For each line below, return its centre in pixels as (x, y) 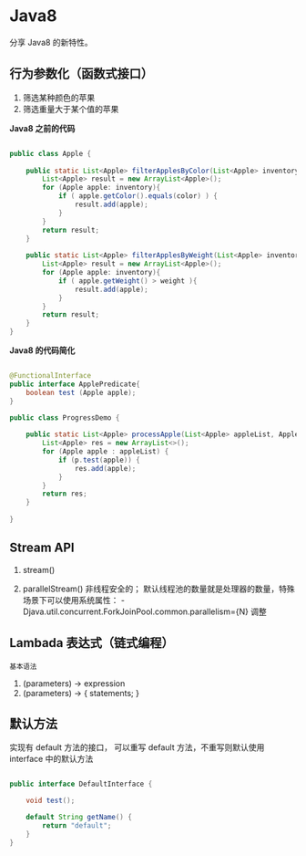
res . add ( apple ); (105, 468)
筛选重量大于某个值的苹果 (71, 109)
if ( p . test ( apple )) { (99, 460)
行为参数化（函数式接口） (81, 74)
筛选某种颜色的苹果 (59, 98)
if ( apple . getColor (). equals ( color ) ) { (138, 196)
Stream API (42, 548)
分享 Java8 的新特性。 (51, 42)
